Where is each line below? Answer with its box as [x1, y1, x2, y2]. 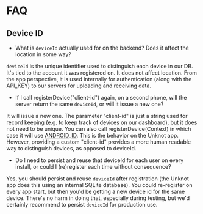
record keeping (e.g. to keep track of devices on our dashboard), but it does [6, 119, 198, 126]
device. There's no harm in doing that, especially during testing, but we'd [6, 194, 190, 202]
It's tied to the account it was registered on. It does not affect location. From [6, 69, 197, 76]
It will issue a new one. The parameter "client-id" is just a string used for [6, 113, 188, 119]
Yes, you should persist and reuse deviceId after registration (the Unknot [6, 175, 189, 182]
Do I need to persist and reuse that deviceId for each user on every [15, 157, 184, 164]
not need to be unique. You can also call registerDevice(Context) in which [6, 125, 191, 132]
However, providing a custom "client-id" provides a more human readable [6, 138, 191, 146]
